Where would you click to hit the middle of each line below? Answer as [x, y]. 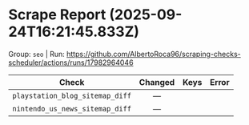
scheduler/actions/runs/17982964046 [71, 62]
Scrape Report [57, 15]
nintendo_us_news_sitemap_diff [72, 109]
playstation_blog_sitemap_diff [72, 95]
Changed [157, 82]
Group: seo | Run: [37, 54]
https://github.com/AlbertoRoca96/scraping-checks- [154, 54]
